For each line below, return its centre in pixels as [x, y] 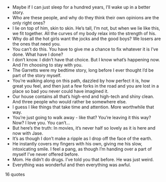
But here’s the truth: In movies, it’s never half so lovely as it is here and [84, 128]
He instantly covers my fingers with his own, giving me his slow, [77, 144]
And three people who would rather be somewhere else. [69, 102]
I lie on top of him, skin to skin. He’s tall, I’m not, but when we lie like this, [86, 28]
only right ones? [29, 23]
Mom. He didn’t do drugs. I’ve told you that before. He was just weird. [83, 159]
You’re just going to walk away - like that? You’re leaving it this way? [82, 117]
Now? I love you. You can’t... [41, 123]
